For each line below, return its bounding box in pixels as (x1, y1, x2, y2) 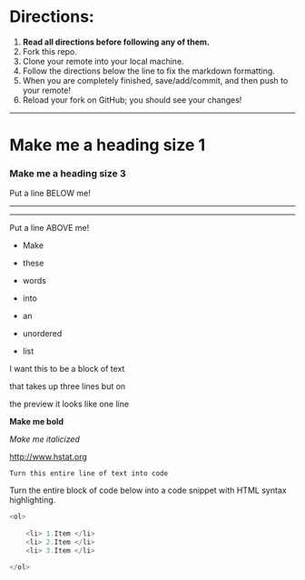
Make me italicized (9, 434, 80, 445)
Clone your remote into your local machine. (22, 55, 184, 66)
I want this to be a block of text (9, 364, 125, 375)
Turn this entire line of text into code (9, 469, 169, 478)
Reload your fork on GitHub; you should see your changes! (22, 94, 242, 105)
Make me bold (9, 416, 64, 427)
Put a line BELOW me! (9, 188, 91, 199)
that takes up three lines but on (9, 381, 126, 392)
